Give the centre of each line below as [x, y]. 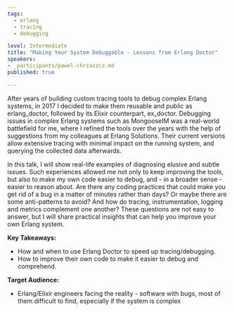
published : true [31, 72]
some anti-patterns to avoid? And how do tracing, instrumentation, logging [115, 202]
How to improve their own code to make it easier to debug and [108, 259]
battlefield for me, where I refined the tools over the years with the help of [114, 128]
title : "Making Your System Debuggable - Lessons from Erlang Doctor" [113, 53]
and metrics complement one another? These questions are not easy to [111, 209]
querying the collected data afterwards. [64, 150]
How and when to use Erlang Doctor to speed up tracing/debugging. [116, 251]
